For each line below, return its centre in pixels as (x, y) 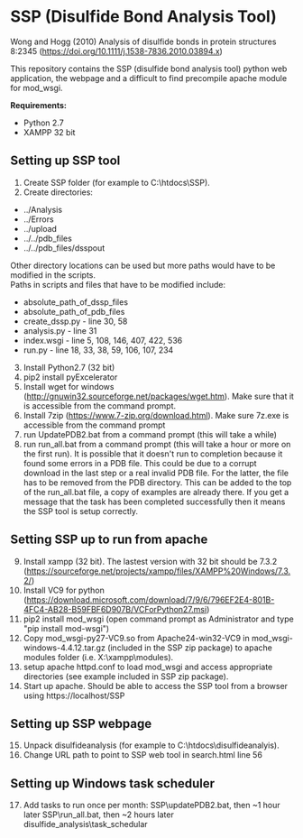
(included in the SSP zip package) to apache (190, 648)
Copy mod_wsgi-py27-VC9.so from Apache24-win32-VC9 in (137, 638)
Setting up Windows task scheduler (113, 783)
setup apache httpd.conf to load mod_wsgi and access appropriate (148, 667)
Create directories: (58, 192)
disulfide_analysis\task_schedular (85, 824)
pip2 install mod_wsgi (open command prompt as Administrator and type (158, 619)
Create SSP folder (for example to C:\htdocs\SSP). (116, 182)
